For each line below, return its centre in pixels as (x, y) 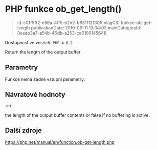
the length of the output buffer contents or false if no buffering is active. (78, 115)
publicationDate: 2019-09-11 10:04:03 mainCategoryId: (86, 27)
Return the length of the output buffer (43, 52)
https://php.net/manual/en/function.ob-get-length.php (60, 142)
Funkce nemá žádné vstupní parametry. (45, 79)
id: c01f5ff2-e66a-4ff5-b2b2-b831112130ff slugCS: (68, 23)
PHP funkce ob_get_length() (63, 9)
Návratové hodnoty (35, 95)
